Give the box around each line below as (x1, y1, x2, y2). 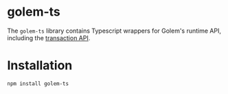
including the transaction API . (7, 33, 91, 42)
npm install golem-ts (7, 80, 69, 87)
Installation (7, 58, 73, 74)
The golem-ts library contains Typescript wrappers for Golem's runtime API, (7, 27, 222, 35)
